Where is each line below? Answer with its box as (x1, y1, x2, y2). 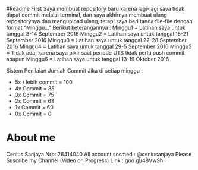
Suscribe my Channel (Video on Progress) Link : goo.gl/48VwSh (6, 157, 164, 164)
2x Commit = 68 (14, 97, 55, 105)
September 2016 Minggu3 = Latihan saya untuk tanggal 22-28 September (6, 37, 187, 43)
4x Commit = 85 (14, 85, 55, 92)
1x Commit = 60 (14, 104, 54, 111)
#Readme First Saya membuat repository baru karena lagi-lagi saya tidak (6, 5, 185, 12)
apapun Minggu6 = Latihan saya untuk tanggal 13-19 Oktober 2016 (6, 56, 169, 62)
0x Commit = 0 (14, 110, 52, 117)
